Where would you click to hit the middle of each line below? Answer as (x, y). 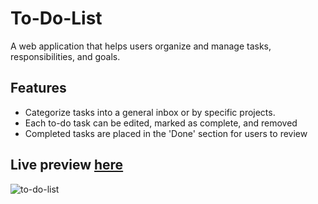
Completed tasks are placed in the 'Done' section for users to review (166, 133)
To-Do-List (56, 18)
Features (38, 88)
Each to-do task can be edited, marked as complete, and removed (161, 123)
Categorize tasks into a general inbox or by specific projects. (150, 112)
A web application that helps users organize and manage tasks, (141, 46)
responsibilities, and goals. (65, 56)
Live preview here (67, 165)
